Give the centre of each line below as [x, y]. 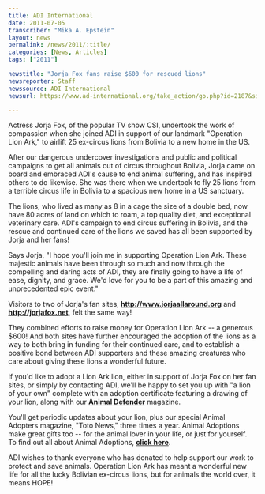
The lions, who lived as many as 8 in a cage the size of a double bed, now [128, 206]
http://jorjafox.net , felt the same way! [70, 312]
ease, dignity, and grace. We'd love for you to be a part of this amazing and [131, 281]
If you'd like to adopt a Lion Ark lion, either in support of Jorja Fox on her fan [132, 377]
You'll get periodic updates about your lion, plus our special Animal [117, 417]
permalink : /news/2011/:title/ [60, 45]
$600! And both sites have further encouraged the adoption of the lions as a [132, 336]
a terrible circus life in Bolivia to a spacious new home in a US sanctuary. [126, 191]
